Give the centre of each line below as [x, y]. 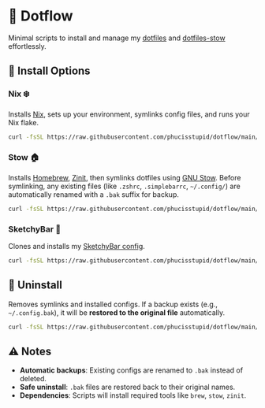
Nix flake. [24, 122]
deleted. [33, 379]
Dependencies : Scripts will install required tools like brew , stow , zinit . [133, 395]
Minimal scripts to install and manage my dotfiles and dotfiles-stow [117, 38]
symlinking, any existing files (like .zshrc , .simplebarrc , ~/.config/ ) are [124, 186]
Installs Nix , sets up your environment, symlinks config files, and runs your [129, 114]
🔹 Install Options [49, 71]
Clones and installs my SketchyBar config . [77, 246]
